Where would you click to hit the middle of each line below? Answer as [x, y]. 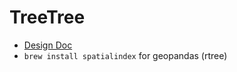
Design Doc [48, 45]
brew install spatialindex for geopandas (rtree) [125, 55]
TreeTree [47, 17]
